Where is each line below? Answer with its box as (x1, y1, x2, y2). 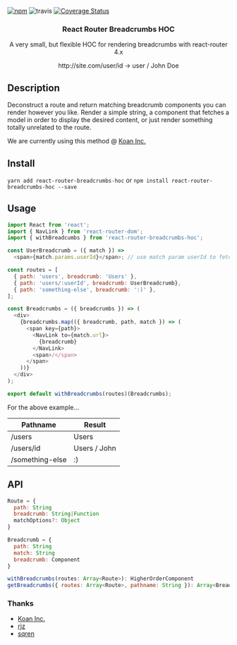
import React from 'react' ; (7, 221, 90, 229)
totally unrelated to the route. (7, 123, 92, 132)
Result (83, 420, 107, 430)
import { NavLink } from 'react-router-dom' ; (7, 228, 143, 235)
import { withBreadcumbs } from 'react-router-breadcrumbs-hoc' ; (7, 234, 203, 241)
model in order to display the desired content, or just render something (7, 116, 213, 124)
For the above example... (7, 403, 80, 411)
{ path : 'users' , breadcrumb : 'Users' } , (13, 272, 138, 280)
